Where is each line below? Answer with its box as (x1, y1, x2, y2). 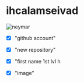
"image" (14, 70, 34, 77)
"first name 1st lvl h (14, 58, 61, 65)
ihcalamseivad (6, 4, 79, 17)
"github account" (14, 34, 56, 41)
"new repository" (14, 47, 56, 53)
